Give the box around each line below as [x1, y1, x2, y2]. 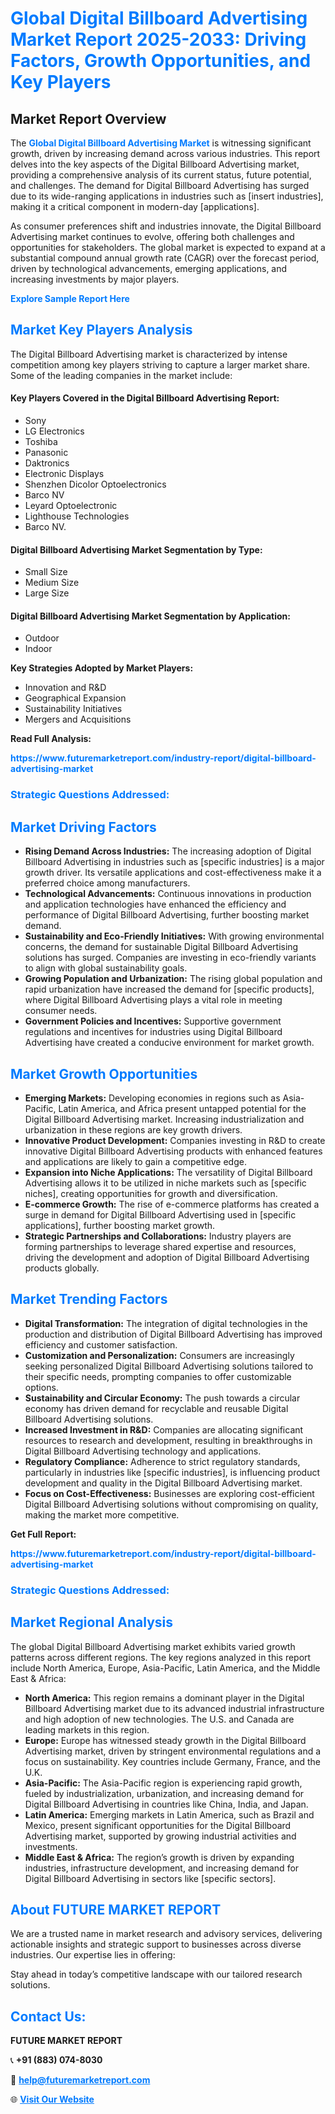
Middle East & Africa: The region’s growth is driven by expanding [24, 1851, 295, 1863]
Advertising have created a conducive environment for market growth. [24, 1037, 315, 1049]
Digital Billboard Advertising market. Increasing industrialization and [24, 1113, 305, 1125]
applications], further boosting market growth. [24, 1219, 216, 1231]
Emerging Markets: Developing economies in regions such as [24, 1092, 281, 1104]
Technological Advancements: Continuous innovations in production [24, 888, 312, 900]
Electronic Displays [24, 468, 105, 480]
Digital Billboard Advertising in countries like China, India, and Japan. [24, 1798, 309, 1810]
